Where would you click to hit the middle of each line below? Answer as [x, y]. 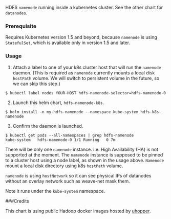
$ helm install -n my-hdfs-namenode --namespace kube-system [72, 112]
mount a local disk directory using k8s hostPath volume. [64, 166]
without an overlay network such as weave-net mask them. [68, 181]
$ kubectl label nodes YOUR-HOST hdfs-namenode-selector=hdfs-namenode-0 [86, 93]
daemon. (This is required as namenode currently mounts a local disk [84, 73]
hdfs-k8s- [151, 112]
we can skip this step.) [36, 84]
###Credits [17, 201]
